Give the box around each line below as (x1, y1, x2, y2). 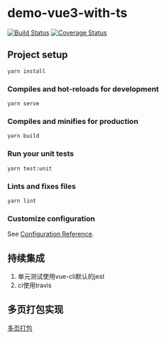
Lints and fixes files (7, 181, 77, 191)
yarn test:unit (7, 165, 52, 172)
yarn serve (7, 100, 40, 108)
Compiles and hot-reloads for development (7, 84, 160, 93)
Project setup (7, 49, 69, 61)
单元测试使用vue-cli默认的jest (17, 272, 105, 281)
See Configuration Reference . (7, 230, 94, 239)
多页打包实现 (7, 304, 64, 316)
